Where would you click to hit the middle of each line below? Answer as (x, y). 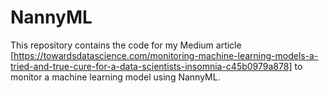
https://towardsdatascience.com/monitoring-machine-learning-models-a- (166, 55)
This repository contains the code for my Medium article (126, 45)
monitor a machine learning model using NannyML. (115, 77)
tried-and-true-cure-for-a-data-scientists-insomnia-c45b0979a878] (151, 66)
